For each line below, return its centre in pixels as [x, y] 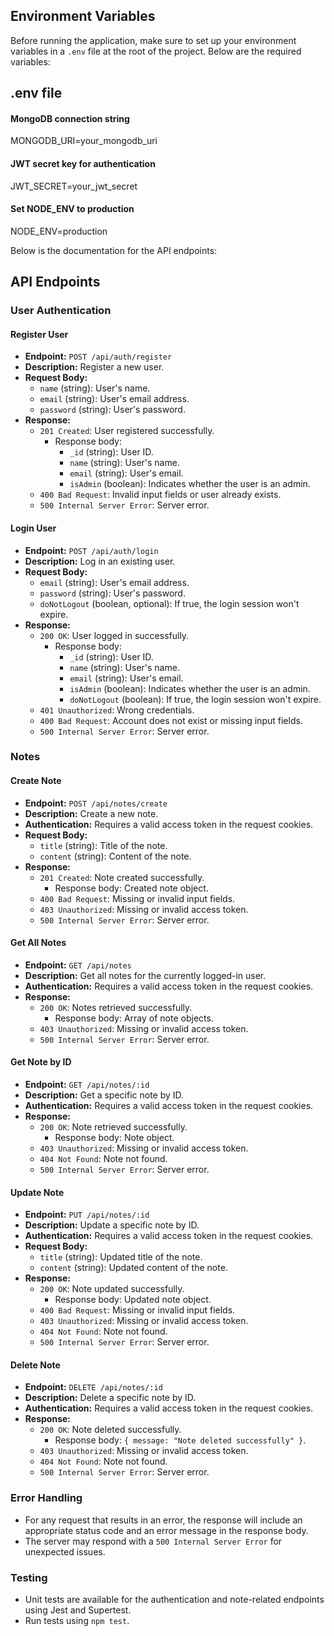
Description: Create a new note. [91, 813]
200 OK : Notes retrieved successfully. [116, 1007]
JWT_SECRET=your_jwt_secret [74, 186]
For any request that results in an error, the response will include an [163, 1520]
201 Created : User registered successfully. [127, 431]
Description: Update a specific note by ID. [112, 1225]
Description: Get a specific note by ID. [104, 1095]
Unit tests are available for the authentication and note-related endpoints [174, 1600]
